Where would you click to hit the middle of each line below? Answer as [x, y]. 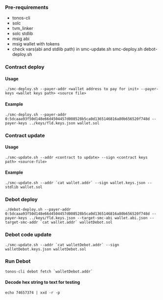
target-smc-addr [22, 222]
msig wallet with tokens [36, 44]
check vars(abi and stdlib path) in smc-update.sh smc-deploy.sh [77, 49]
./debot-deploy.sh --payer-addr [38, 209]
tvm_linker [23, 28]
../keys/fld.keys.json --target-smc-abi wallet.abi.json [88, 218]
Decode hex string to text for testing [43, 282]
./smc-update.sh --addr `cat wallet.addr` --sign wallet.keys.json [75, 183]
